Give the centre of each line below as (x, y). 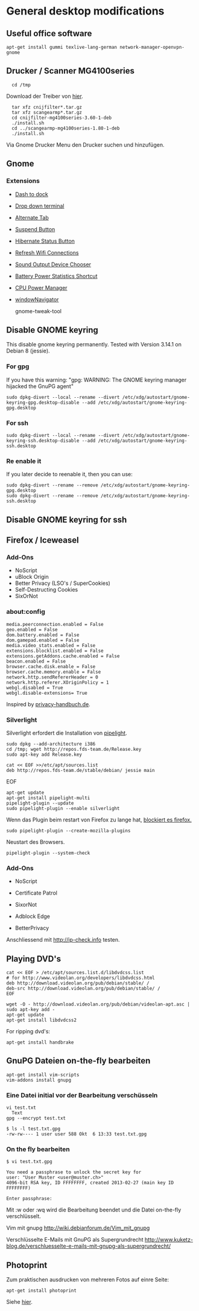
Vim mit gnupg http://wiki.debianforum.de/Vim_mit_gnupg (78, 1228)
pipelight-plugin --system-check (48, 853)
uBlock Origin (32, 577)
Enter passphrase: (29, 1199)
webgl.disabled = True (35, 687)
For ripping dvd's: (28, 1031)
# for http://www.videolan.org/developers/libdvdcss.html (81, 978)
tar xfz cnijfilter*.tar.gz (47, 107)
